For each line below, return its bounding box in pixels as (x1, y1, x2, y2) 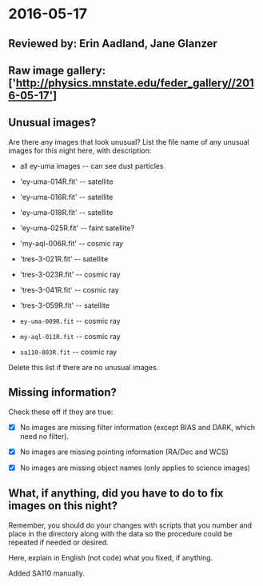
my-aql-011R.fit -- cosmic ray (19, 331, 122, 341)
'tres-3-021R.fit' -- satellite (19, 253, 109, 264)
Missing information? (8, 385, 118, 400)
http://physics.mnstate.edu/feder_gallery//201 (15, 76, 254, 90)
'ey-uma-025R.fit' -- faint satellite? (19, 223, 134, 233)
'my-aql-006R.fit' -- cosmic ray (19, 238, 124, 248)
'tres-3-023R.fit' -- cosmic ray (19, 269, 121, 279)
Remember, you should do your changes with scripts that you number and (8, 520, 253, 530)
